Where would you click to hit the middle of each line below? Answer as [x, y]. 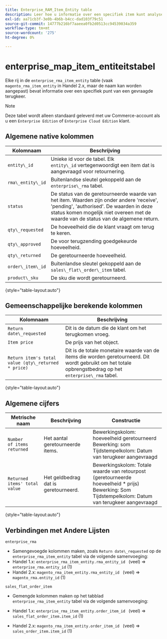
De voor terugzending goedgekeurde [94, 241]
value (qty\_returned [33, 363]
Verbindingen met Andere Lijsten [58, 530]
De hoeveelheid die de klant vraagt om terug [102, 227]
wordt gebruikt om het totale [98, 363]
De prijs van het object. [92, 343]
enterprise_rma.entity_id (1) [42, 567]
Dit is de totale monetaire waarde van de [112, 351]
